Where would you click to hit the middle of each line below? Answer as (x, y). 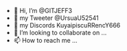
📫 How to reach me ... (45, 40)
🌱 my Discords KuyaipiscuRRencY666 (67, 25)
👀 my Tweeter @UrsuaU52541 (56, 18)
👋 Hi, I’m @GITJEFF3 (43, 11)
